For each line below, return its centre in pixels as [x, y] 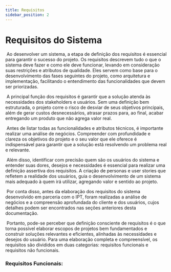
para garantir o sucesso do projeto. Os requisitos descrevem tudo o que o [83, 60]
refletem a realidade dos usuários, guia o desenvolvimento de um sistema [83, 176]
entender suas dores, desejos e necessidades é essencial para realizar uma [85, 165]
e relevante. [18, 150]
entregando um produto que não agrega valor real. [59, 119]
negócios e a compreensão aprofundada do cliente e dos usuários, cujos [82, 202]
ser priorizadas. [22, 87]
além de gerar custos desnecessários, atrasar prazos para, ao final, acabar [84, 113]
